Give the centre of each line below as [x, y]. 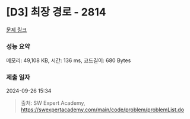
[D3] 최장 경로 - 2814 [56, 12]
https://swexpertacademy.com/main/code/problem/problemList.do [102, 110]
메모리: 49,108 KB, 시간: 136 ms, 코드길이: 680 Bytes [69, 60]
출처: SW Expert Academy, [53, 103]
